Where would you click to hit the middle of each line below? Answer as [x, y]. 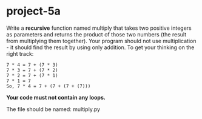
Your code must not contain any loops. [56, 97]
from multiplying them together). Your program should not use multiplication [101, 41]
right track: [20, 53]
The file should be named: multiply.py [53, 109]
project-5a [33, 11]
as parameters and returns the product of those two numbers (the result [96, 34]
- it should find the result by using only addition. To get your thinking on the [100, 47]
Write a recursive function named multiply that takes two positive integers [99, 28]
